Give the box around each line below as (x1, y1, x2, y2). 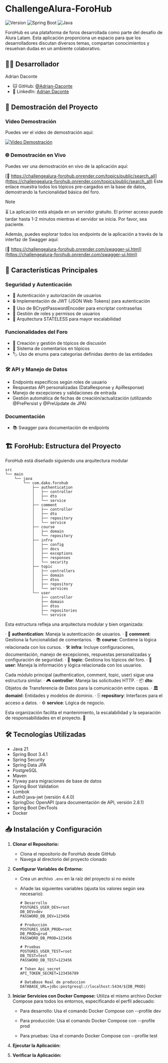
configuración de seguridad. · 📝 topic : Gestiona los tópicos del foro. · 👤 (5, 657, 152, 663)
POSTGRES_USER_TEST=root (20, 948, 72, 954)
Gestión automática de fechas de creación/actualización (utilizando (12, 395, 152, 401)
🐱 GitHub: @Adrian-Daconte (12, 83, 73, 89)
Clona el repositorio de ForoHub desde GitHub (20, 850, 116, 857)
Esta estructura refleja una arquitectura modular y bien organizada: (5, 621, 144, 627)
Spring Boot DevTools (12, 805, 58, 811)
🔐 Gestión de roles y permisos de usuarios (12, 311, 100, 317)
